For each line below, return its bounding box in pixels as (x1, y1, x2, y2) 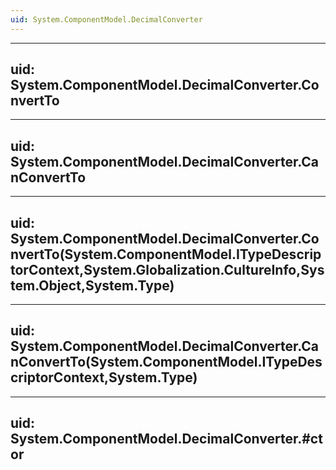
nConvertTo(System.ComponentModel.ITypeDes (10, 354, 323, 371)
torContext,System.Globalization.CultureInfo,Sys (10, 261, 325, 278)
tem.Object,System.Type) (10, 277, 175, 294)
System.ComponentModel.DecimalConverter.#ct (10, 431, 323, 448)
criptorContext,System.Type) (10, 369, 198, 386)
